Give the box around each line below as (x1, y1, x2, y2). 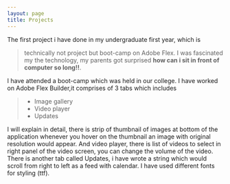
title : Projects (7, 16, 54, 23)
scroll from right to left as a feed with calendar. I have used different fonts (7, 161, 215, 170)
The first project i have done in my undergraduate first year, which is (7, 35, 201, 43)
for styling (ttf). (7, 169, 50, 177)
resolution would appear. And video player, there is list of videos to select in (7, 139, 221, 148)
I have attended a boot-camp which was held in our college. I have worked (7, 76, 218, 84)
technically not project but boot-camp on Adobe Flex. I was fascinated (23, 49, 223, 57)
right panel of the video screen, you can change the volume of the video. (7, 147, 214, 155)
